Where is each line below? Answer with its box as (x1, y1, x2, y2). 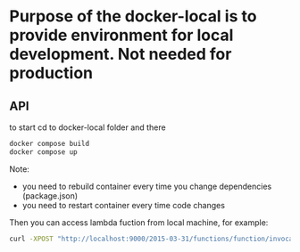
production (9, 63, 94, 84)
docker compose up (9, 147, 78, 157)
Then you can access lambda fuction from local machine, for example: (9, 216, 269, 228)
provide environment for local (9, 25, 234, 45)
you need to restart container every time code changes (21, 199, 226, 210)
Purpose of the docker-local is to (9, 6, 257, 27)
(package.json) (21, 190, 79, 201)
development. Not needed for (9, 45, 232, 64)
